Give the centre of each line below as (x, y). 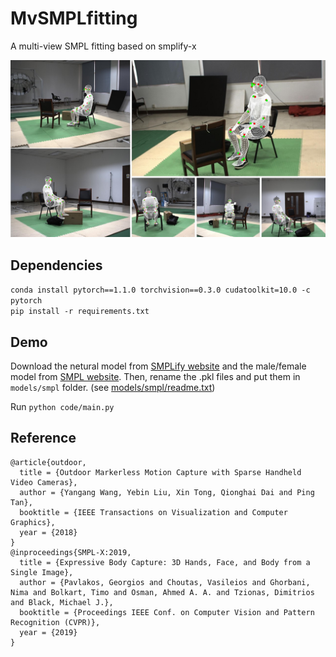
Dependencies (56, 265)
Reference (43, 438)
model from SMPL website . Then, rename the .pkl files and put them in (155, 377)
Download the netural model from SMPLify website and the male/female (158, 366)
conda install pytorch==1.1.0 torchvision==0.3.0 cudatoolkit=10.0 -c (160, 290)
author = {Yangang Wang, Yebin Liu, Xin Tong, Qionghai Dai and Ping (167, 492)
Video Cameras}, (44, 482)
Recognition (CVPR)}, (55, 622)
